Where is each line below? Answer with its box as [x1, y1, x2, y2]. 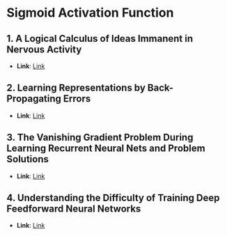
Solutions [6, 153, 49, 165]
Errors [63, 93, 91, 105]
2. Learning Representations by [6, 82, 146, 94]
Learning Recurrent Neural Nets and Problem [6, 143, 206, 155]
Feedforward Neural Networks [6, 203, 141, 215]
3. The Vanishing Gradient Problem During [6, 132, 194, 143]
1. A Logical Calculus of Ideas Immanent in [6, 33, 194, 45]
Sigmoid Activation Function [6, 5, 174, 21]
